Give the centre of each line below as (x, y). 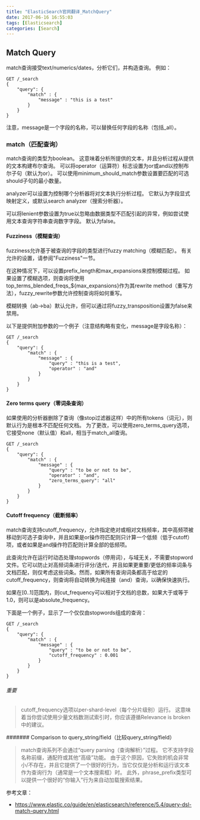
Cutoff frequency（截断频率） (44, 515)
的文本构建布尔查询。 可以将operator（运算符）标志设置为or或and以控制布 (98, 166)
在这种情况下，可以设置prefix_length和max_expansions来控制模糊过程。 (95, 271)
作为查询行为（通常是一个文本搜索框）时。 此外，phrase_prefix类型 (104, 773)
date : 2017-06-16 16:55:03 (40, 17)
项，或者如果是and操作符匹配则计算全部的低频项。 (68, 545)
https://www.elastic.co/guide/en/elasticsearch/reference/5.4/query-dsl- (103, 804)
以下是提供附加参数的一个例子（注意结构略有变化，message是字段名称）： (97, 325)
